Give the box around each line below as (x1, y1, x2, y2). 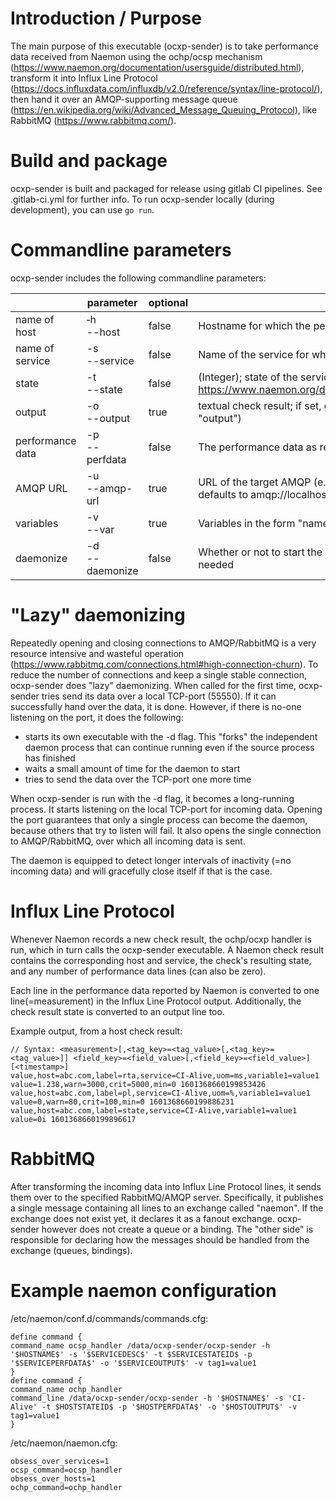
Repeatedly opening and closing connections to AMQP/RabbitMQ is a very (10, 637, 317, 649)
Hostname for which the (198, 318, 312, 332)
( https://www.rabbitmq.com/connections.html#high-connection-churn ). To (10, 658, 319, 670)
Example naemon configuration (10, 1279, 277, 1302)
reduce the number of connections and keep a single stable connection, (10, 668, 307, 681)
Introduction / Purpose (10, 7, 202, 30)
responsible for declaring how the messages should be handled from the (10, 1233, 310, 1246)
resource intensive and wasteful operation (10, 647, 185, 659)
